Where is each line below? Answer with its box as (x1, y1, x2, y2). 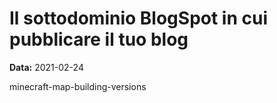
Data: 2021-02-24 (9, 61, 84, 73)
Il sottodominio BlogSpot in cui (9, 7, 268, 30)
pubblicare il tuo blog (9, 28, 189, 51)
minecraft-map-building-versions (9, 80, 147, 92)
